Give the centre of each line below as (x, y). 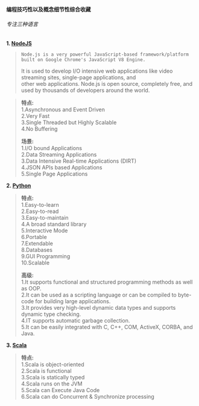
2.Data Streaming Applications (59, 154)
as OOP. (31, 288)
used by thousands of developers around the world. (85, 90)
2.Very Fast (35, 116)
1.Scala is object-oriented (52, 364)
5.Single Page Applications (54, 174)
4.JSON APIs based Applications (62, 167)
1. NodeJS (19, 43)
